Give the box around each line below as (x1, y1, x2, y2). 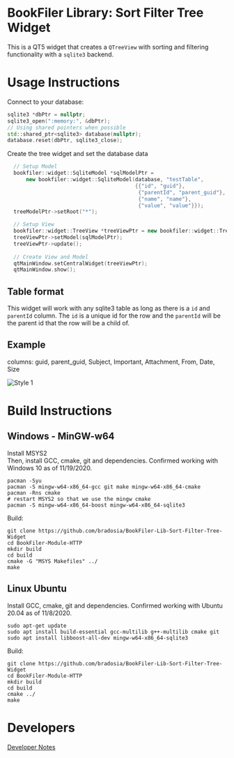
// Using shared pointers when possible (7, 124, 127, 131)
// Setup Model (13, 163, 58, 170)
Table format (7, 286, 64, 297)
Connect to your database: (7, 98, 84, 106)
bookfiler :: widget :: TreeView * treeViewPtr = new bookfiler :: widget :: (13, 228, 219, 235)
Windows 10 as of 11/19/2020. (7, 463, 93, 472)
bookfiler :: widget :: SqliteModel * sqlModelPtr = (13, 169, 155, 177)
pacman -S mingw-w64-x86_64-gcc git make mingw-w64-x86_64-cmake (7, 483, 201, 490)
